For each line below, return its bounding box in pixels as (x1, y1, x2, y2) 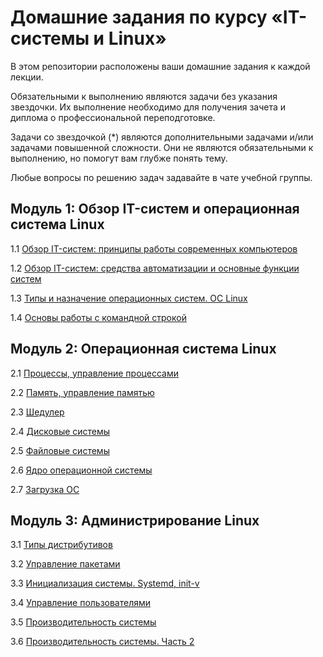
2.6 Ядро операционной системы (10, 464, 153, 476)
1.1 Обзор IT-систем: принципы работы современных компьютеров (10, 242, 298, 255)
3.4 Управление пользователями (10, 597, 152, 609)
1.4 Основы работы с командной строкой (10, 311, 187, 323)
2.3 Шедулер (10, 406, 65, 418)
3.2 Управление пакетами (10, 558, 121, 570)
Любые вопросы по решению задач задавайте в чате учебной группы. (10, 171, 313, 183)
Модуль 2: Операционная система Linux (10, 341, 277, 358)
